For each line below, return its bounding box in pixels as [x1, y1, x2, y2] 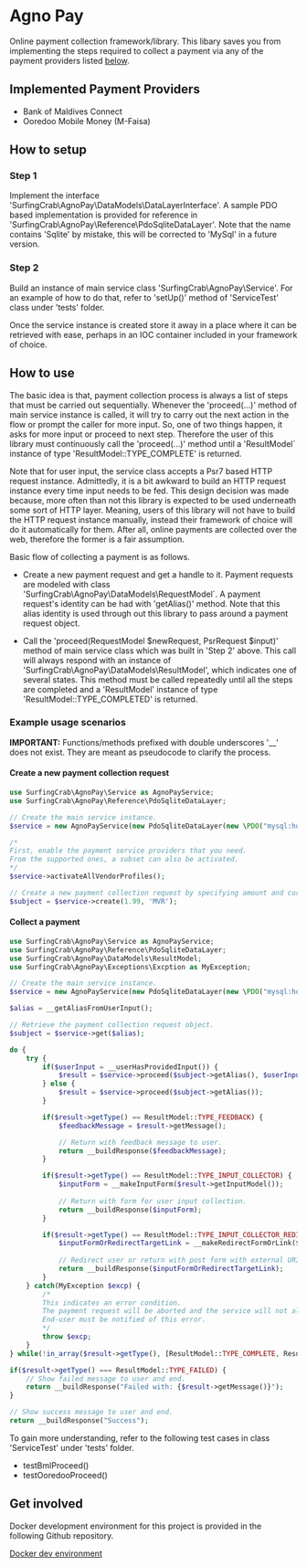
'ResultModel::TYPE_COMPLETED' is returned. [22, 694, 198, 704]
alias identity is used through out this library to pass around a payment [22, 608, 289, 619]
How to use [9, 365, 75, 381]
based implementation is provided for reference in [9, 209, 198, 220]
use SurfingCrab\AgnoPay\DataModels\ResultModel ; [9, 954, 203, 963]
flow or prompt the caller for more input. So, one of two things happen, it [9, 418, 283, 429]
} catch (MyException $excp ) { [26, 1281, 142, 1290]
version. [9, 238, 40, 249]
